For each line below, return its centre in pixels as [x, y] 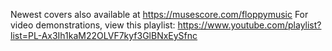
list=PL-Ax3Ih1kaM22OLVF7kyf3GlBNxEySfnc [104, 35]
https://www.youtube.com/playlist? [249, 25]
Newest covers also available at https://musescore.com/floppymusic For [159, 14]
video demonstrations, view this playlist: [93, 25]
